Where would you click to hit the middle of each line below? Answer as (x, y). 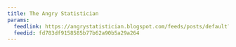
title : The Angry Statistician (53, 13)
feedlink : (28, 26)
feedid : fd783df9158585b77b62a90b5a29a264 (77, 33)
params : (19, 20)
